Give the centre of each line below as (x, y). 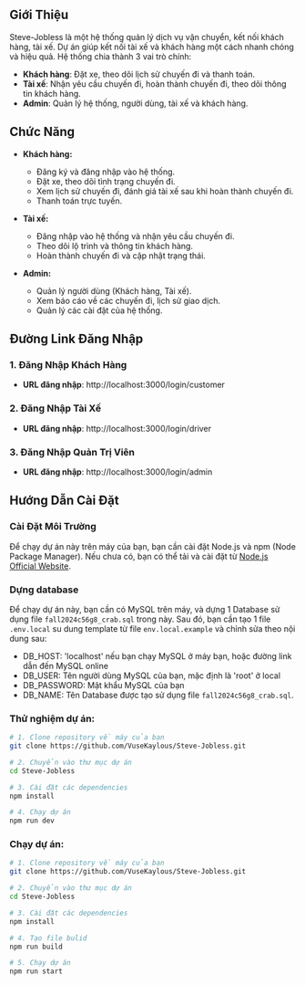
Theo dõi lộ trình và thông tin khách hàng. (115, 246)
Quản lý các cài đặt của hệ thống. (99, 310)
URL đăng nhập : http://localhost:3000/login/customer (124, 385)
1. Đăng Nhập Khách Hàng (68, 364)
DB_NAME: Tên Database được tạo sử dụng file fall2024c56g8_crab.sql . (158, 695)
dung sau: (28, 638)
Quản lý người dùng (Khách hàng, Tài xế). (114, 290)
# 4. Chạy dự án (40, 812)
